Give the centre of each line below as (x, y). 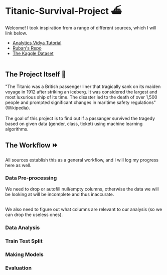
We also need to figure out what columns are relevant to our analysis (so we (84, 209)
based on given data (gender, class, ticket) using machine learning (74, 123)
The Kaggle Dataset (33, 53)
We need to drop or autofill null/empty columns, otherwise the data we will (82, 189)
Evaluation (18, 267)
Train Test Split (24, 241)
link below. (16, 33)
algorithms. (17, 129)
